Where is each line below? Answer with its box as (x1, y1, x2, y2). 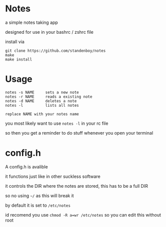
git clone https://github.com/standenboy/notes (5, 48, 106, 53)
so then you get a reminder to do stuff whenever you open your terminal (5, 130, 154, 136)
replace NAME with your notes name (5, 111, 79, 117)
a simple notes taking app (5, 19, 58, 25)
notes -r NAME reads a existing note (5, 94, 93, 99)
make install (5, 57, 32, 62)
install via (5, 38, 25, 45)
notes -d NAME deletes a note (5, 98, 77, 103)
